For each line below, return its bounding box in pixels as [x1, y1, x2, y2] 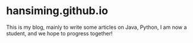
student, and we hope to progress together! [6, 29, 113, 37]
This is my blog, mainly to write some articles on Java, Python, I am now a [6, 24, 187, 31]
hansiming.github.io [6, 4, 109, 18]
